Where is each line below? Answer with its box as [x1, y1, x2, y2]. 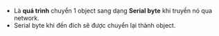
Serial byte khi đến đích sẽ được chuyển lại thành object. [13, 21, 176, 29]
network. [13, 14, 40, 22]
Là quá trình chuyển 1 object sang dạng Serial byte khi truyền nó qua [13, 7, 213, 15]
